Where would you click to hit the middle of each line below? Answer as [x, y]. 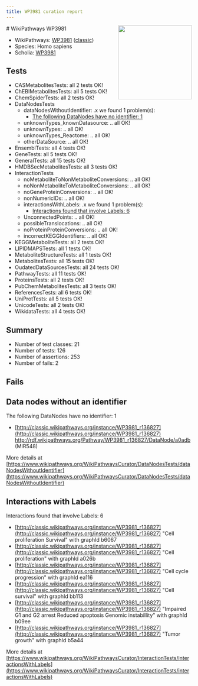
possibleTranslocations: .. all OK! [63, 224]
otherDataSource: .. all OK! [56, 142]
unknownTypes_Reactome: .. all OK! [67, 135]
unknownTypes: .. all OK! [53, 129]
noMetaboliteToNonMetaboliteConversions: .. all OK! [87, 179]
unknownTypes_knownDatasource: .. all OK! [77, 123]
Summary [24, 330]
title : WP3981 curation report [44, 12]
